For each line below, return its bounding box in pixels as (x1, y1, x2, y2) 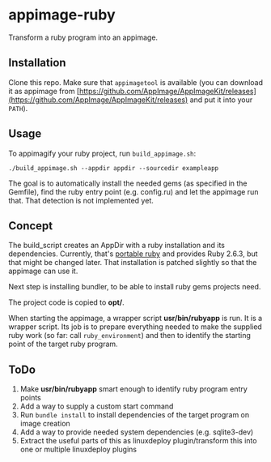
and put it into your (189, 95, 253, 105)
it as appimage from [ (8, 86, 80, 96)
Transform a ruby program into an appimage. (8, 32, 159, 42)
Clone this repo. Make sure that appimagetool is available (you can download (8, 77, 264, 87)
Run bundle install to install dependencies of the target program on (19, 410, 250, 420)
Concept (8, 219, 53, 233)
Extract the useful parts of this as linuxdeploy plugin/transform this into (19, 436, 257, 446)
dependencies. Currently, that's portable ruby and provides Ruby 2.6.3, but (8, 249, 258, 259)
